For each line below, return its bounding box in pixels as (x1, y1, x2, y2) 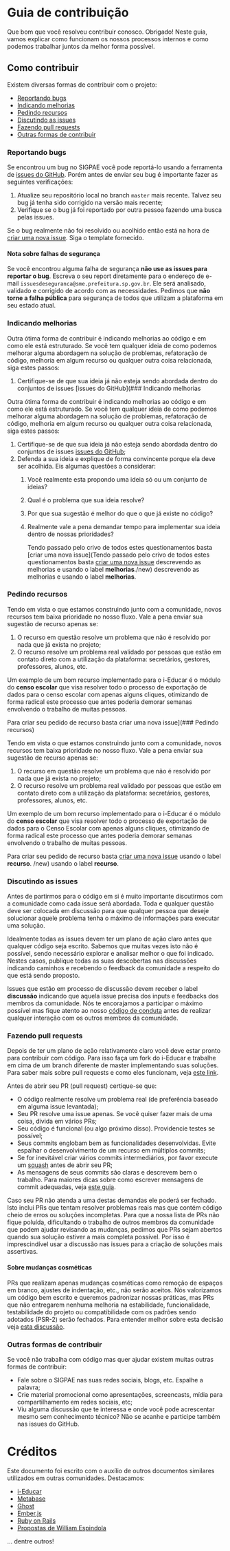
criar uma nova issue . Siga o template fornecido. (7, 234, 144, 242)
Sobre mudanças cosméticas (7, 1263, 93, 1272)
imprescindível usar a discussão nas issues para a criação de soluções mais (7, 1240, 223, 1248)
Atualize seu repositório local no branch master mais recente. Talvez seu (16, 191, 222, 200)
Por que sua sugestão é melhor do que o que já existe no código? (27, 509, 214, 517)
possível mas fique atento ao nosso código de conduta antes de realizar (7, 1007, 211, 1015)
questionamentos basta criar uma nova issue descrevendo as (27, 557, 201, 566)
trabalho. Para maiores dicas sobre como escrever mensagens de (16, 1175, 204, 1184)
